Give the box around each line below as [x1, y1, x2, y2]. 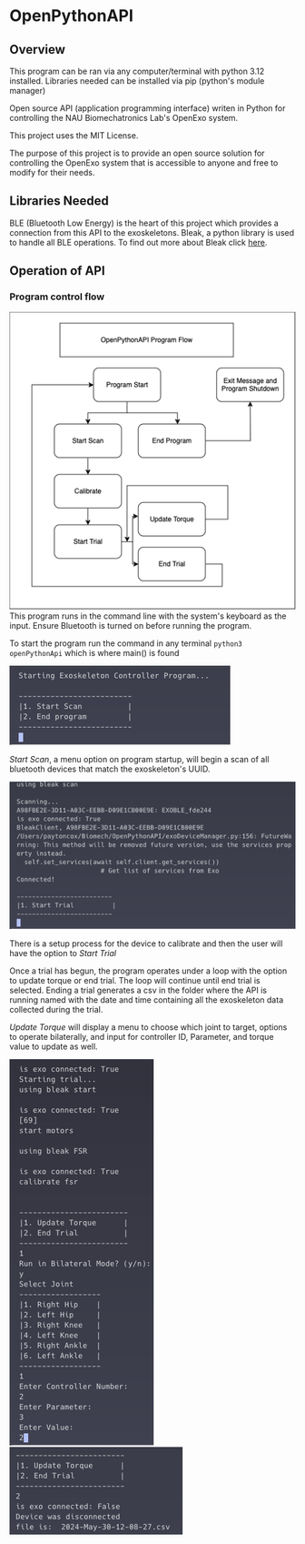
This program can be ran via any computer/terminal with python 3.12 [9, 66, 265, 76]
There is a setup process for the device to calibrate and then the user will [9, 938, 283, 949]
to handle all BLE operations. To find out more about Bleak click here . [9, 237, 268, 247]
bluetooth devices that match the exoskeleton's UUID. [9, 763, 211, 774]
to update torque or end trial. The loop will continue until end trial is [9, 974, 261, 985]
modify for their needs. [9, 167, 95, 177]
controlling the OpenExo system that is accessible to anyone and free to [9, 157, 279, 168]
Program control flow [9, 290, 105, 303]
